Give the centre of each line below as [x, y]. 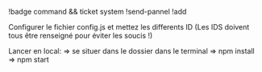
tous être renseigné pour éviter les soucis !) [81, 36]
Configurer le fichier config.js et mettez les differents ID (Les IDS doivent [129, 27]
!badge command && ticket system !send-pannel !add [98, 12]
